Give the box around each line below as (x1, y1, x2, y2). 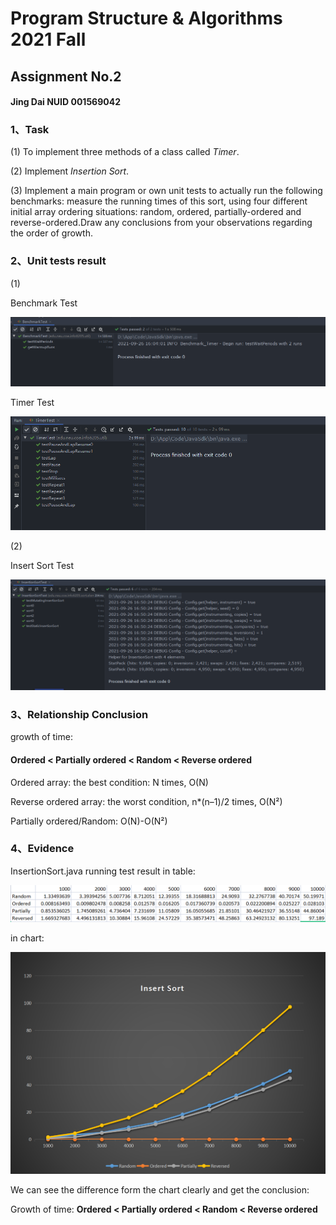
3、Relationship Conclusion (10, 707, 149, 721)
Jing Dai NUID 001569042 (10, 96, 122, 108)
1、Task (10, 123, 50, 137)
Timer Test (10, 396, 55, 408)
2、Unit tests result (10, 254, 107, 268)
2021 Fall (10, 28, 87, 51)
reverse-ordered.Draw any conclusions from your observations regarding (10, 217, 313, 229)
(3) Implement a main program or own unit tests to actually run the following (10, 185, 323, 197)
